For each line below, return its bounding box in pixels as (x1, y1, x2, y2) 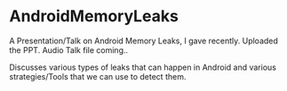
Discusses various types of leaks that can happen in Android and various (9, 62, 277, 72)
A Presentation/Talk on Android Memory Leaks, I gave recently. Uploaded (9, 35, 278, 46)
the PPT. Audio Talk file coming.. (9, 44, 129, 55)
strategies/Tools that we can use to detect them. (9, 71, 187, 81)
